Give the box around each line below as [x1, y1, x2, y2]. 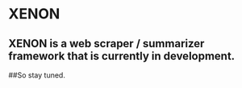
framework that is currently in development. [8, 49, 236, 62]
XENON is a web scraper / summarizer [8, 37, 205, 50]
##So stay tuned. [8, 70, 66, 80]
